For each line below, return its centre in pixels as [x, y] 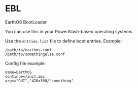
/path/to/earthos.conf [28, 50]
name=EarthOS [18, 72]
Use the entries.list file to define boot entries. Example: [64, 41]
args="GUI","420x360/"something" [39, 81]
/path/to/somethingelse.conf [35, 54]
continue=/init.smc [25, 76]
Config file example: [25, 63]
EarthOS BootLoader [26, 22]
